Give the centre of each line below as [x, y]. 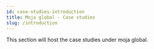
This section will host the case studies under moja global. [77, 40]
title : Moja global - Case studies [51, 17]
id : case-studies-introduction [45, 12]
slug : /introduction [32, 23]
